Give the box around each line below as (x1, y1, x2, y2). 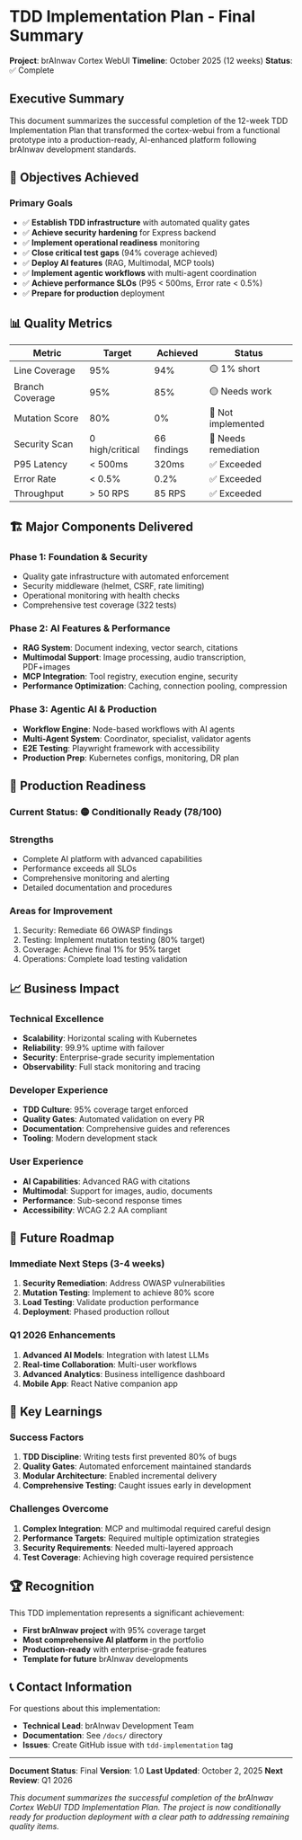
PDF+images (22, 662, 71, 672)
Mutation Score (13, 412, 79, 424)
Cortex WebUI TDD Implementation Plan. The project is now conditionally (9, 1802, 281, 1813)
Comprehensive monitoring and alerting (22, 873, 170, 884)
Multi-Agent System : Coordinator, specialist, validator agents (22, 733, 252, 743)
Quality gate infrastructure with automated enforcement (22, 571, 229, 582)
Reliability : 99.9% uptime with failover (22, 1043, 164, 1053)
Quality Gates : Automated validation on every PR (22, 1114, 205, 1124)
